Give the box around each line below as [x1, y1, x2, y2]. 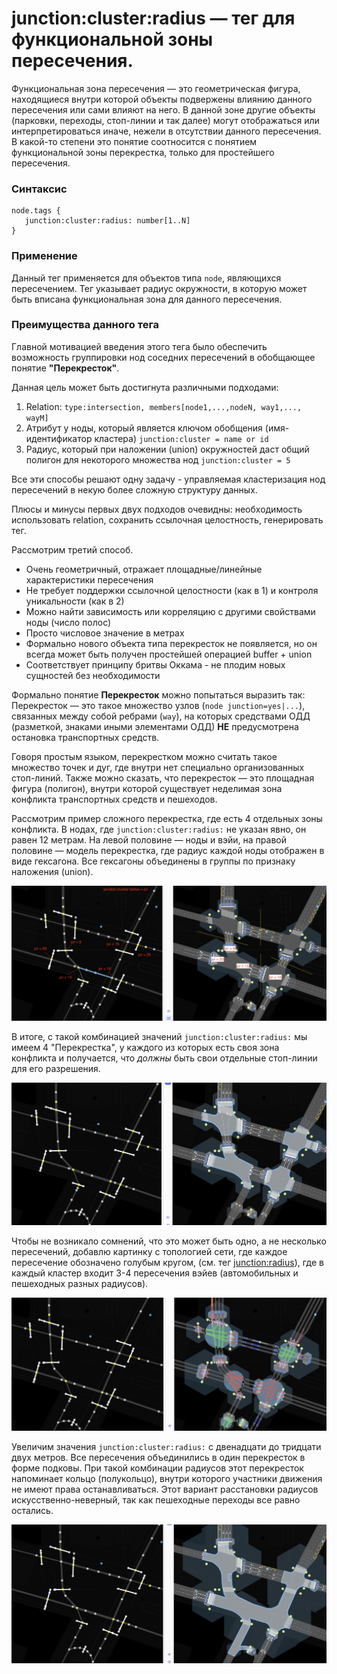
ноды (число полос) [25, 616, 112, 628]
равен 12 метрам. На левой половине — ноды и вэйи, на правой [11, 833, 287, 846]
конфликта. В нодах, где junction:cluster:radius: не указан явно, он [11, 823, 307, 835]
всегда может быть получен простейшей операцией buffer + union [25, 648, 313, 660]
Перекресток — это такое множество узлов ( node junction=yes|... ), [11, 699, 306, 711]
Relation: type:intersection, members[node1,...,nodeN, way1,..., [25, 400, 303, 412]
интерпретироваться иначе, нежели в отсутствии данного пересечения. [11, 125, 322, 137]
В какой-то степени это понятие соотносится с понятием [11, 135, 258, 147]
